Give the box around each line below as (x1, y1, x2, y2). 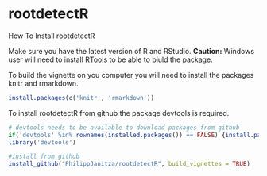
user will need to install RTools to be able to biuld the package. (8, 55, 213, 64)
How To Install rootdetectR (8, 31, 95, 40)
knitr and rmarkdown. (8, 78, 79, 88)
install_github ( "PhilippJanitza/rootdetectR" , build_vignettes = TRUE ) (8, 160, 250, 168)
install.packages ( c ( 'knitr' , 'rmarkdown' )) (8, 94, 155, 101)
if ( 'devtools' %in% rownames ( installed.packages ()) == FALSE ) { (8, 131, 226, 139)
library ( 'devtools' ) (8, 138, 77, 147)
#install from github (8, 152, 80, 161)
